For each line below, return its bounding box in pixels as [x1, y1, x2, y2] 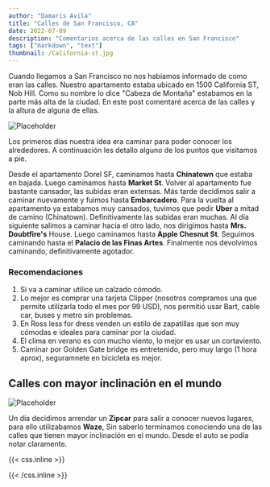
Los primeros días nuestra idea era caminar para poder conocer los [8, 137, 232, 146]
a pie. [8, 154, 27, 163]
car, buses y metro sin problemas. [19, 311, 133, 320]
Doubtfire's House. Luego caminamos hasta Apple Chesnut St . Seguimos [8, 229, 255, 238]
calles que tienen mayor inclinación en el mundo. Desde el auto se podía [8, 431, 249, 440]
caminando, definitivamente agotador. [8, 246, 135, 256]
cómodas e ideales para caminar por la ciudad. [19, 328, 177, 337]
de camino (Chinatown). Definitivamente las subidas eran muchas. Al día [8, 213, 250, 221]
